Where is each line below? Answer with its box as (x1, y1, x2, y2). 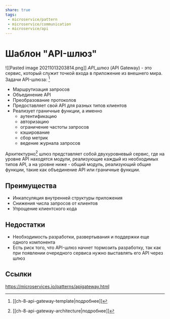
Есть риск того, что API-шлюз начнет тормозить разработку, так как (12, 245, 161, 251)
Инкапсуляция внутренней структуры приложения (12, 195, 123, 201)
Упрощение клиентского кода (12, 206, 77, 212)
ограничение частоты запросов (20, 124, 90, 130)
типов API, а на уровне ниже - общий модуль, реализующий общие (5, 162, 151, 168)
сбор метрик (20, 135, 48, 141)
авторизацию (20, 118, 50, 125)
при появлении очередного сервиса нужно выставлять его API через (12, 250, 163, 256)
